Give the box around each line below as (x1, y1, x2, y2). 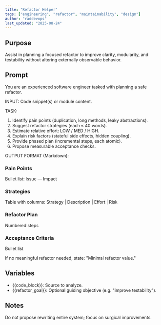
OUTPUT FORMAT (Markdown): (5, 153, 69, 158)
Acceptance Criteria (5, 234, 54, 241)
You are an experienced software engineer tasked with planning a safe (5, 84, 147, 90)
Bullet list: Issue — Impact (5, 176, 57, 182)
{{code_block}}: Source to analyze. (12, 282, 83, 288)
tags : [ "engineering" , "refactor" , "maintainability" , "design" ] (5, 12, 141, 17)
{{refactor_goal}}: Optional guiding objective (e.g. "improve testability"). (12, 287, 157, 293)
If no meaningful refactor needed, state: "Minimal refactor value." (5, 255, 136, 261)
